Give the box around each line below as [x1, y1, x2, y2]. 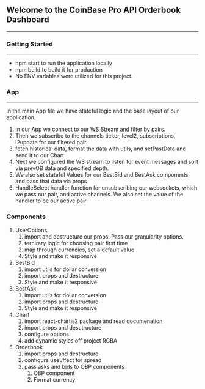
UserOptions [15, 226, 48, 234]
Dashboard [6, 15, 49, 25]
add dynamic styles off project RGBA [24, 336, 118, 344]
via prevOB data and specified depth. [15, 165, 109, 172]
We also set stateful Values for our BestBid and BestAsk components [15, 171, 189, 179]
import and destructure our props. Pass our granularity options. [24, 232, 184, 240]
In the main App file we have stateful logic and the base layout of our [6, 107, 179, 115]
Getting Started [6, 40, 53, 48]
